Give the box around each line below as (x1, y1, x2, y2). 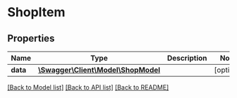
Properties (7, 32, 55, 44)
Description (166, 54, 207, 63)
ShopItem (7, 4, 66, 20)
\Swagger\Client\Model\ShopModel (37, 65, 161, 75)
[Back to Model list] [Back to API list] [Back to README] (7, 83, 169, 92)
